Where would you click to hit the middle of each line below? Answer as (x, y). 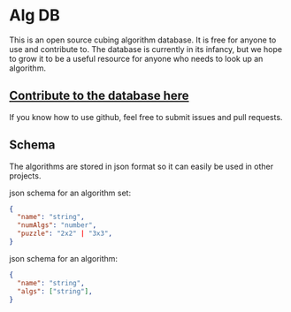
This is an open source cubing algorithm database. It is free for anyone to (143, 40)
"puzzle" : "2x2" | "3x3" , (65, 234)
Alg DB (34, 15)
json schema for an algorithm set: (70, 193)
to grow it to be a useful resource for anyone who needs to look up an (136, 58)
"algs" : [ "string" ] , (55, 291)
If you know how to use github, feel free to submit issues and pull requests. (146, 117)
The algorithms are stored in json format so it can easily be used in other (142, 166)
